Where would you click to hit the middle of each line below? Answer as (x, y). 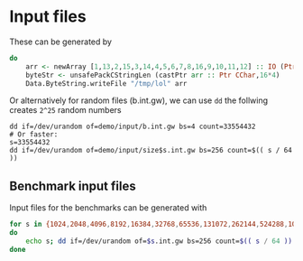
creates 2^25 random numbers (65, 110)
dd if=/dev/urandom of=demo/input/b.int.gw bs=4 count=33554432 (133, 127)
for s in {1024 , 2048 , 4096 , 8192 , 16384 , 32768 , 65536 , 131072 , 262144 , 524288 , (149, 224)
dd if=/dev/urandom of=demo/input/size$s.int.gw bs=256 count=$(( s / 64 (151, 151)
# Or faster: (34, 135)
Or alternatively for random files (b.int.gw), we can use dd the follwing (139, 100)
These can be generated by (61, 42)
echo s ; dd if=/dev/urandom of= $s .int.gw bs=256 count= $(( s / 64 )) (159, 241)
